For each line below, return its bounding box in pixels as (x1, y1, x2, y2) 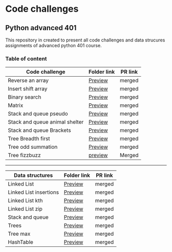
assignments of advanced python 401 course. (5, 42, 102, 49)
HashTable (8, 239, 33, 246)
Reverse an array (8, 77, 49, 84)
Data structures (13, 172, 53, 179)
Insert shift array (8, 85, 48, 93)
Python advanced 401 (5, 24, 77, 32)
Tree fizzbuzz (8, 152, 41, 159)
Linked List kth (8, 197, 43, 204)
